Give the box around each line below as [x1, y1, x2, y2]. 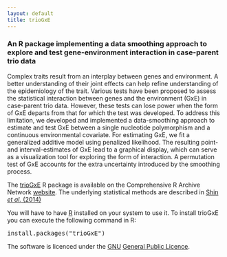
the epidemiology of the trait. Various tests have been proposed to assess [7, 87, 217, 95]
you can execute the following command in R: [7, 216, 136, 224]
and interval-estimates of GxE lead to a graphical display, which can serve [7, 145, 217, 154]
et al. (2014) [7, 195, 41, 203]
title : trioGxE [7, 17, 51, 23]
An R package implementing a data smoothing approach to [7, 39, 208, 49]
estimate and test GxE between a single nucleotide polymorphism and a [7, 123, 210, 132]
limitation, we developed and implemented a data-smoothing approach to [7, 116, 215, 124]
